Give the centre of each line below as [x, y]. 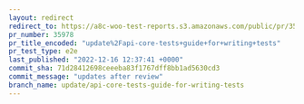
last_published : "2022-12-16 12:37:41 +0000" [96, 60]
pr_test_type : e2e [43, 52]
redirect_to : [33, 26]
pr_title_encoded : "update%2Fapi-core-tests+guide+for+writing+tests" [145, 43]
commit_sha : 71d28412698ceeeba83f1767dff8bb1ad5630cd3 [114, 69]
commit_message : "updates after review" [86, 77]
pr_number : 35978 [41, 34]
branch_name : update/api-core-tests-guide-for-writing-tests [127, 85]
